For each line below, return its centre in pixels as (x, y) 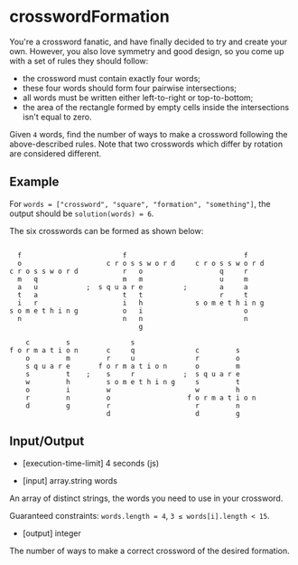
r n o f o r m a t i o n (141, 398)
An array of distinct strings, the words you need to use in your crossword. (146, 498)
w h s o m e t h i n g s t (133, 381)
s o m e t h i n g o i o (129, 311)
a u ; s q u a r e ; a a (133, 287)
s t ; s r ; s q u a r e (133, 374)
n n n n (133, 318)
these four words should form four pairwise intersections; (130, 88)
